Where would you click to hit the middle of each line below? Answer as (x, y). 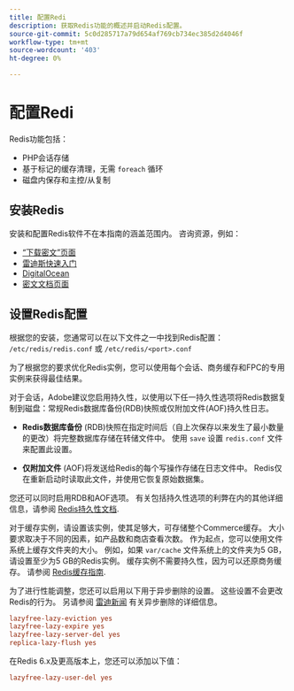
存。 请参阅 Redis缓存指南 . (58, 572)
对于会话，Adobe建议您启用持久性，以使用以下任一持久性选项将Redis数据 (144, 397)
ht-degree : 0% (35, 58)
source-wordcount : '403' (55, 50)
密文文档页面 (45, 283)
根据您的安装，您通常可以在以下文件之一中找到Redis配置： (116, 337)
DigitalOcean (46, 273)
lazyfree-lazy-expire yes (57, 626)
